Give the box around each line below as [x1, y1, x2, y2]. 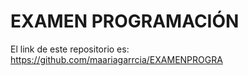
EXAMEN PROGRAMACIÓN [10, 10, 240, 33]
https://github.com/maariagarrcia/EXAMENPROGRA [10, 53, 223, 65]
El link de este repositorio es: [10, 43, 130, 55]
